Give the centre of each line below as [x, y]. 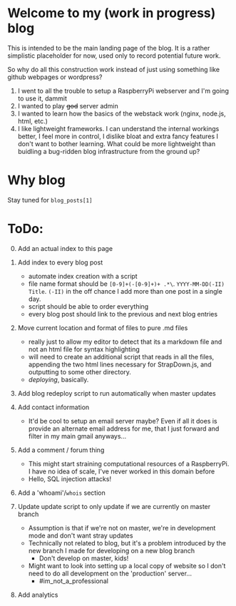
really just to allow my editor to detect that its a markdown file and [125, 341]
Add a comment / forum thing [61, 450]
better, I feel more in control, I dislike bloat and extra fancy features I [118, 136]
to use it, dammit [42, 98]
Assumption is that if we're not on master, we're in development [122, 528]
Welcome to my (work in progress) [112, 13]
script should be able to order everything [88, 306]
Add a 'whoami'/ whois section [61, 493]
